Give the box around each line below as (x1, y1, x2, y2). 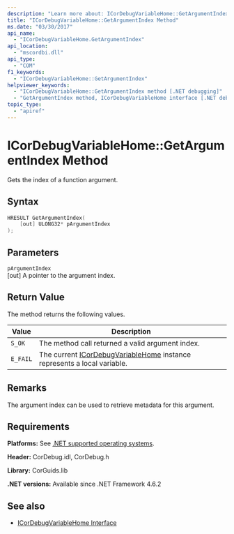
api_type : (7, 56, 36, 63)
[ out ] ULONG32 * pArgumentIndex (19, 221, 111, 228)
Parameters (7, 246, 59, 258)
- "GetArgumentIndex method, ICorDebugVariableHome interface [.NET (13, 95, 217, 102)
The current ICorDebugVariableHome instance (39, 350, 192, 359)
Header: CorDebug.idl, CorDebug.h (7, 453, 109, 461)
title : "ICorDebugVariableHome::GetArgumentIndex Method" (7, 17, 179, 24)
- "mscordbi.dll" (13, 50, 64, 57)
